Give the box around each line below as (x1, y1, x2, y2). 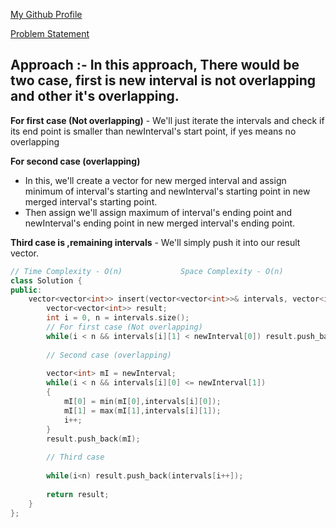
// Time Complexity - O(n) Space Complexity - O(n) (10, 266, 284, 276)
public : (10, 285, 43, 295)
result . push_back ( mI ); (46, 434, 141, 444)
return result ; (46, 489, 110, 499)
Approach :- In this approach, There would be (10, 57, 300, 74)
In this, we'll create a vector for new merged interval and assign (24, 174, 287, 186)
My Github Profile (10, 9, 83, 20)
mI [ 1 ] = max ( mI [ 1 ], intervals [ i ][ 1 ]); (63, 405, 222, 416)
